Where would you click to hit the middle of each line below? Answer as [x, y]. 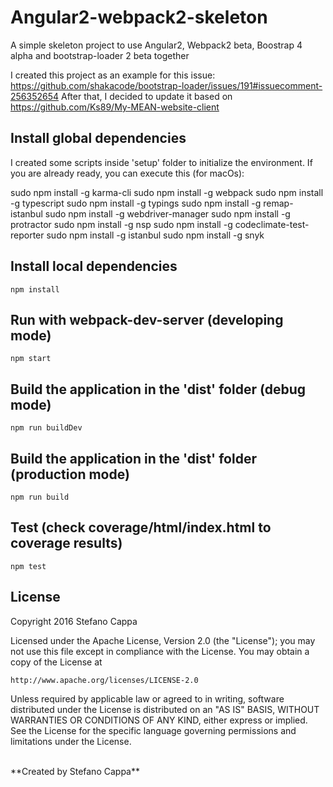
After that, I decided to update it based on [147, 96]
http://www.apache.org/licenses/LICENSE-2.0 [104, 680]
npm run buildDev [46, 428]
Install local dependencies [94, 266]
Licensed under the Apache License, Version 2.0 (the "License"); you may [163, 640]
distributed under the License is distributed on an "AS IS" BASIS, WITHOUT [165, 709]
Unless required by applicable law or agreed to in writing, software [147, 698]
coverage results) [66, 543]
